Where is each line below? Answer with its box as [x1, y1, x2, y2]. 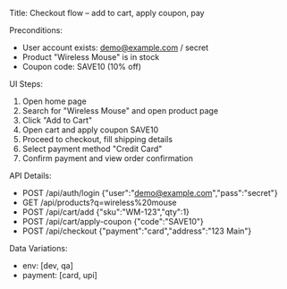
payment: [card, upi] [21, 270, 98, 280]
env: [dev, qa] [21, 260, 74, 271]
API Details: [9, 170, 52, 181]
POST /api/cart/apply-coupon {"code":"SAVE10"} [21, 217, 204, 226]
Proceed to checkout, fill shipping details [21, 134, 173, 144]
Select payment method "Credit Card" [21, 143, 163, 154]
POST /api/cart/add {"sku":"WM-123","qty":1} [21, 207, 190, 217]
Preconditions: [9, 25, 63, 35]
